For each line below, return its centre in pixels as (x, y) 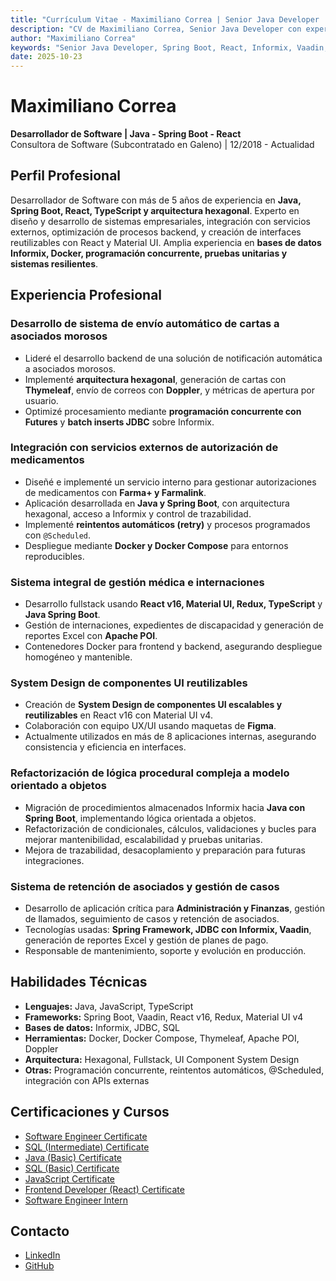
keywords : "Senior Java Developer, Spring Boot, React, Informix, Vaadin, (169, 47)
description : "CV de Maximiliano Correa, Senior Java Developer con (156, 29)
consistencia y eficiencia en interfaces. (105, 747)
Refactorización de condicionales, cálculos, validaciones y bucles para (170, 828)
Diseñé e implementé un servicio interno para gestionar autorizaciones (170, 482)
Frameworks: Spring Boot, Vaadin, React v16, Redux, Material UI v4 (164, 1017)
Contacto (40, 1231)
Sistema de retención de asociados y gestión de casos (145, 886)
